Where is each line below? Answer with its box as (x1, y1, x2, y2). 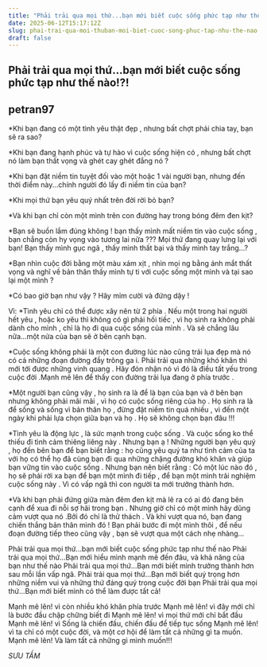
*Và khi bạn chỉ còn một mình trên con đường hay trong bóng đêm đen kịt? (8, 211, 253, 220)
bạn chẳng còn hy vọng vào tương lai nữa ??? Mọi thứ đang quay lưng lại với (8, 235, 257, 244)
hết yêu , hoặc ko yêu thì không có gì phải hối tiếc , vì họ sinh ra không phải (8, 315, 256, 325)
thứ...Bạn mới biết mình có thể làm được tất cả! (8, 587, 161, 596)
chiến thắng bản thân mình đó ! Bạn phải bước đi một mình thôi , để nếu (8, 521, 242, 530)
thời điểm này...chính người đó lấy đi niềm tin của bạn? (8, 180, 187, 189)
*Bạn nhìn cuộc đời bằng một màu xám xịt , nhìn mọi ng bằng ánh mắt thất (8, 259, 252, 268)
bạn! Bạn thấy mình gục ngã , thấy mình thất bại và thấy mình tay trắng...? (8, 244, 249, 253)
